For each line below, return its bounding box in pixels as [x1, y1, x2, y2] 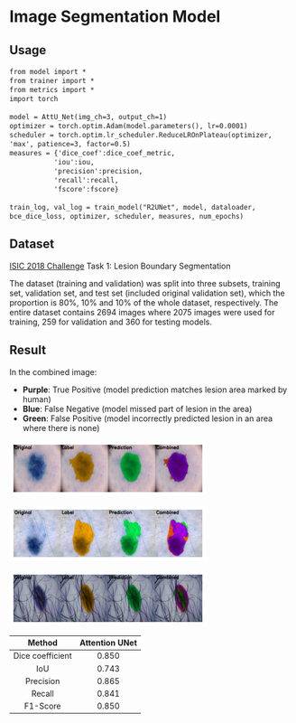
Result [9, 343, 47, 358]
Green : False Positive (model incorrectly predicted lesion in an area [22, 413, 273, 424]
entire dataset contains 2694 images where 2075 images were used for [9, 306, 275, 317]
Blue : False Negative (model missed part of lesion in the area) [22, 403, 253, 414]
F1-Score [23, 700, 61, 711]
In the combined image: [9, 366, 97, 377]
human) [22, 393, 51, 404]
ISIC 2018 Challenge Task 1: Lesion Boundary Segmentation [9, 260, 232, 271]
